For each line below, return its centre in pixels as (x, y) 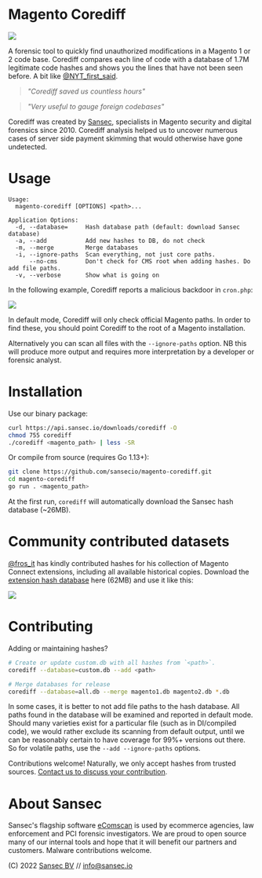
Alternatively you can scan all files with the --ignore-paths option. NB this (127, 343)
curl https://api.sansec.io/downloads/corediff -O (93, 428)
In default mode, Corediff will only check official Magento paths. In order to (129, 319)
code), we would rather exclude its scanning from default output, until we (126, 732)
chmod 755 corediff (40, 435)
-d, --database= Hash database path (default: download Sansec (128, 227)
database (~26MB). (40, 510)
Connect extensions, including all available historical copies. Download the (129, 572)
